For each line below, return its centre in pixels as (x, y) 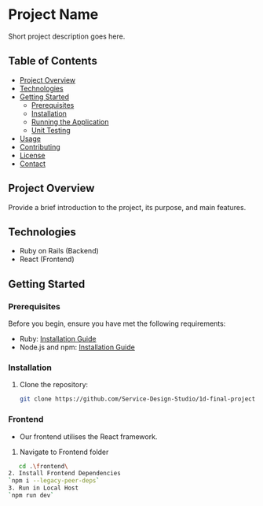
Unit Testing (51, 130)
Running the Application (70, 122)
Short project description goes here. (67, 36)
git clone (36, 399)
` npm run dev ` (31, 496)
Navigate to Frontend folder (64, 452)
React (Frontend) (47, 259)
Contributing (40, 146)
